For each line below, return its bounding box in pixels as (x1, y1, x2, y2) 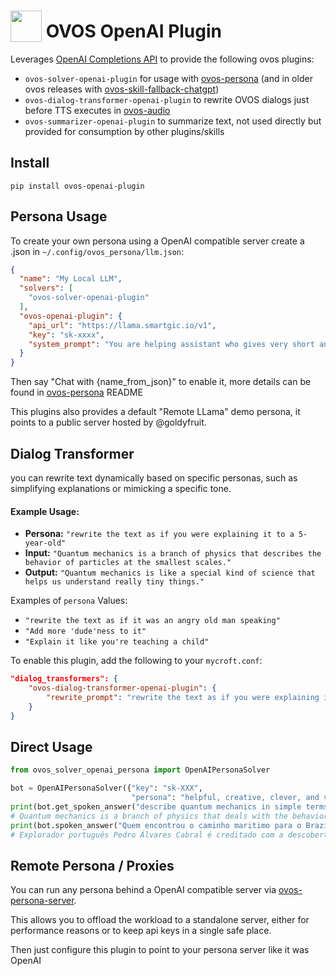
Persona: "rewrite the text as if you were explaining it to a (24, 528, 295, 540)
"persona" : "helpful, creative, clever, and (131, 793, 320, 803)
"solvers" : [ (19, 283, 74, 294)
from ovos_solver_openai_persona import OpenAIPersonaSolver (10, 765, 271, 775)
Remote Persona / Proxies (10, 857, 175, 874)
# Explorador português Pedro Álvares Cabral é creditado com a (10, 830, 284, 840)
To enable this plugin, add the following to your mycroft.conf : (10, 655, 263, 667)
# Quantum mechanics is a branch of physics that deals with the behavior (10, 811, 329, 821)
